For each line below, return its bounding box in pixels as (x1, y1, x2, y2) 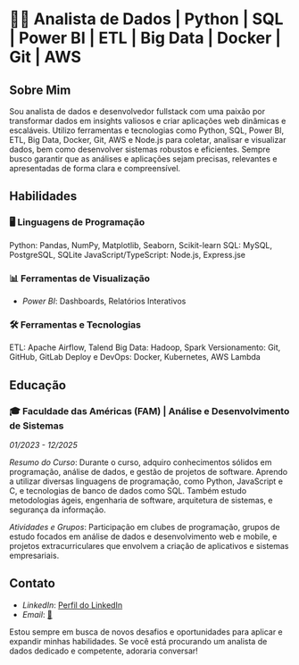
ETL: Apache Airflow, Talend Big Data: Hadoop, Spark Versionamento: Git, (9, 342, 281, 353)
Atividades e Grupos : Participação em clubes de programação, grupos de (9, 521, 280, 532)
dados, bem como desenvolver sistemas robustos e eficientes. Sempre (9, 144, 270, 154)
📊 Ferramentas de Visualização (9, 272, 150, 285)
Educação (9, 378, 67, 393)
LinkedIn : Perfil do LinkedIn (21, 599, 123, 611)
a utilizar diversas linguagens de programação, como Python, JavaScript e (9, 476, 284, 486)
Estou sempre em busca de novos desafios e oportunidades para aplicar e (9, 626, 283, 637)
